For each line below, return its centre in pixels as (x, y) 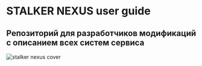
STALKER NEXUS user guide (78, 11)
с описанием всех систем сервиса (75, 42)
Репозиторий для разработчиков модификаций (101, 33)
